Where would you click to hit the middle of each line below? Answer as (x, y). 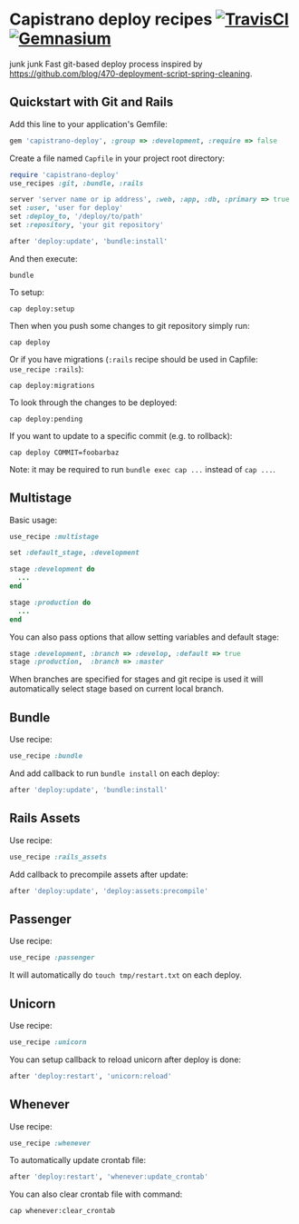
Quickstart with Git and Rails (92, 102)
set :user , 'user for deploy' (67, 208)
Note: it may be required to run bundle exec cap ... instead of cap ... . (143, 469)
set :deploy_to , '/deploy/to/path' (77, 217)
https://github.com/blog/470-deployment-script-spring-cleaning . (131, 74)
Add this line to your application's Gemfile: (88, 124)
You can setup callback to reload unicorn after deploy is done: (125, 1060)
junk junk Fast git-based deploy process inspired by (106, 64)
